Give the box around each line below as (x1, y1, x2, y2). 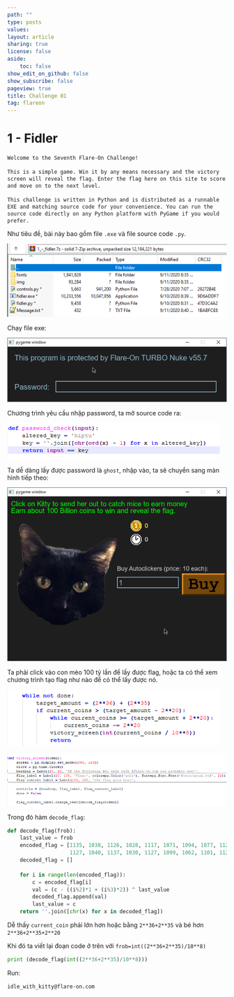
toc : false (19, 63, 52, 70)
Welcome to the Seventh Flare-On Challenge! (7, 154, 139, 162)
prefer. (7, 217, 30, 225)
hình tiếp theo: (7, 473, 49, 482)
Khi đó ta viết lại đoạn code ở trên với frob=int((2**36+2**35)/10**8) (7, 942, 207, 950)
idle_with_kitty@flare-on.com (7, 983, 95, 990)
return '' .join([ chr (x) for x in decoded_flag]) (19, 908, 164, 915)
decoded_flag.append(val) (32, 894, 108, 901)
